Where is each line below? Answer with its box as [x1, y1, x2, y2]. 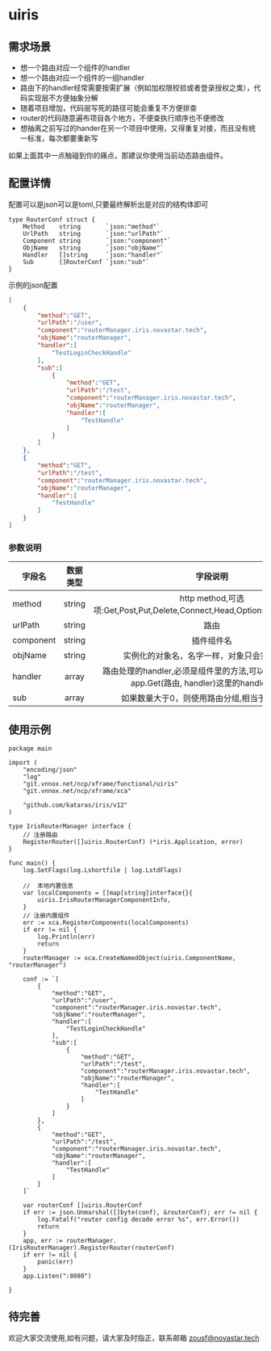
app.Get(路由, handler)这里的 [130, 678, 240, 689]
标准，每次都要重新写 [27, 133, 98, 143]
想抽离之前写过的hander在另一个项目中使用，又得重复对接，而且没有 [19, 124, 249, 132]
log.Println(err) [37, 933, 95, 942]
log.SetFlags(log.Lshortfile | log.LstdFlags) [23, 866, 182, 875]
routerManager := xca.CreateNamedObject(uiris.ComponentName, [23, 955, 236, 963]
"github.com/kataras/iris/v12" [23, 801, 128, 809]
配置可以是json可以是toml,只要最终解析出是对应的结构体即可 [8, 199, 208, 209]
